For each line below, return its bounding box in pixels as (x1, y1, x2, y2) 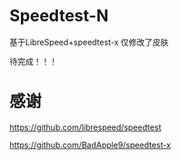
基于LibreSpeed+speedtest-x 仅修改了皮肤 (9, 36, 169, 47)
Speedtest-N (9, 5, 109, 26)
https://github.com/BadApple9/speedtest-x (9, 139, 171, 150)
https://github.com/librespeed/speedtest (9, 122, 162, 133)
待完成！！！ (9, 55, 57, 66)
